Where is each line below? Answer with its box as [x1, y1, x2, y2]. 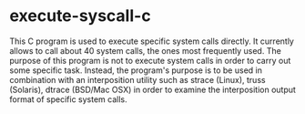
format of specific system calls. [9, 93, 127, 105]
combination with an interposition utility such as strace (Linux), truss [9, 74, 266, 85]
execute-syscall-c [9, 5, 152, 26]
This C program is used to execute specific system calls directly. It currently [9, 36, 294, 47]
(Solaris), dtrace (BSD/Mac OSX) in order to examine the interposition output [9, 84, 296, 95]
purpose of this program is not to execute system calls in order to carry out [9, 55, 291, 66]
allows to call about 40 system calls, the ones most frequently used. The [9, 45, 282, 56]
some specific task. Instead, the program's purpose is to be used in [9, 65, 262, 76]
